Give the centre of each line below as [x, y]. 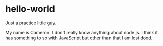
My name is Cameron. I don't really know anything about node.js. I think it [82, 32]
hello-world [30, 9]
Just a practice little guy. [31, 23]
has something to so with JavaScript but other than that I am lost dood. [79, 38]
